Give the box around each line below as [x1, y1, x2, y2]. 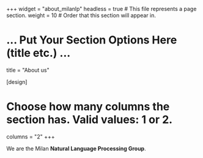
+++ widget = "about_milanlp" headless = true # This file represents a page [6, 6, 197, 12]
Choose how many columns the [6, 100, 170, 114]
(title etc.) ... [6, 46, 71, 60]
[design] [6, 78, 28, 85]
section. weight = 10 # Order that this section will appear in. [6, 12, 157, 19]
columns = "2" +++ [6, 133, 55, 140]
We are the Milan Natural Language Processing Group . [6, 145, 146, 152]
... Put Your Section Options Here [6, 33, 177, 47]
